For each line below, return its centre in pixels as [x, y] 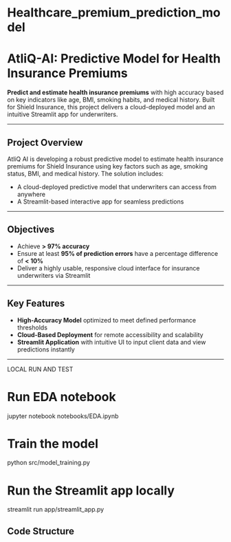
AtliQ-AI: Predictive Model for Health [114, 59]
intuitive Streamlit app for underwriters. [63, 114]
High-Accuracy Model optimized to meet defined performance [107, 320]
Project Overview [45, 142]
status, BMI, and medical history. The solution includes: [85, 173]
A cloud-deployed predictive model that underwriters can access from [117, 186]
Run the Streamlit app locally [91, 490]
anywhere [31, 194]
